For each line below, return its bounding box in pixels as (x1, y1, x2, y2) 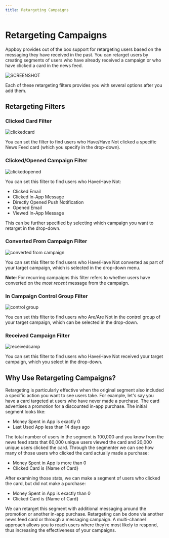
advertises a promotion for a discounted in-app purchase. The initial (5, 403, 147, 409)
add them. (5, 87, 27, 94)
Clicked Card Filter (5, 117, 52, 125)
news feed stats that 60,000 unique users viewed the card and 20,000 (5, 439, 152, 445)
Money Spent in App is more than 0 (12, 460, 87, 466)
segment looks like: (5, 409, 46, 415)
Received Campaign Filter (5, 332, 70, 339)
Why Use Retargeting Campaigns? (5, 373, 116, 382)
